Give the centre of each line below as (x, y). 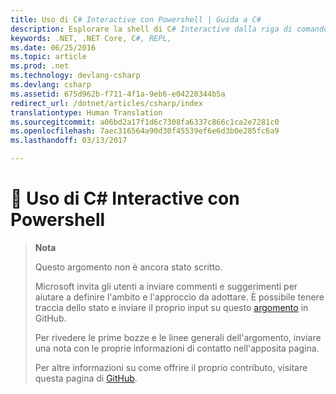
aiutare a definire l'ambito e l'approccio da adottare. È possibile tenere (179, 297)
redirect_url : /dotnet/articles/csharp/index (106, 103)
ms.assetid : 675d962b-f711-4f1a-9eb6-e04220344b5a (118, 94)
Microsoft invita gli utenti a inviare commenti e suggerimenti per (166, 286)
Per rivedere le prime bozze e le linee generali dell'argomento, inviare (178, 337)
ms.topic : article (48, 57)
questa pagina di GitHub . (86, 378)
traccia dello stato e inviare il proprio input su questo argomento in (171, 307)
